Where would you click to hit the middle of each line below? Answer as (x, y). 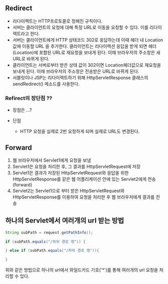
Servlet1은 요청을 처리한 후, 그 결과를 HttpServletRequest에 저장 (76, 166)
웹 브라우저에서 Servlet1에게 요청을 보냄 (52, 160)
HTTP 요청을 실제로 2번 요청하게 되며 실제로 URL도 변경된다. (80, 131)
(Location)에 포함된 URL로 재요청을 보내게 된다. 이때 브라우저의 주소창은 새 (86, 52)
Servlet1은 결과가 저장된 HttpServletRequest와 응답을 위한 (71, 172)
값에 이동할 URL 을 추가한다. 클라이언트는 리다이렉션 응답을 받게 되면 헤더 (85, 46)
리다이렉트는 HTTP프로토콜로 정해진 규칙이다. (57, 21)
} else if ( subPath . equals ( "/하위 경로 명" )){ (52, 251)
